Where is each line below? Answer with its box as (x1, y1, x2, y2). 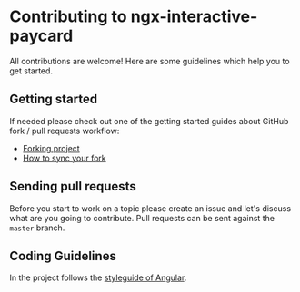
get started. (9, 65, 53, 76)
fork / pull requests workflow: (9, 125, 120, 136)
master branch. (9, 222, 65, 233)
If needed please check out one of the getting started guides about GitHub (9, 115, 289, 126)
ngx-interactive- (130, 6, 258, 27)
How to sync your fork (22, 152, 106, 163)
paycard (9, 25, 74, 46)
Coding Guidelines (9, 248, 116, 264)
